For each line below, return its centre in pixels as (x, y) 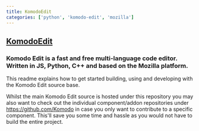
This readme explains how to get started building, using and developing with (99, 79)
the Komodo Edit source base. (43, 85)
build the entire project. (35, 122)
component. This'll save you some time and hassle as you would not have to (99, 116)
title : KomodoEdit (29, 12)
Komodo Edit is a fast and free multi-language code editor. (92, 58)
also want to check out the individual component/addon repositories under (97, 103)
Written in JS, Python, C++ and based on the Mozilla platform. (97, 65)
